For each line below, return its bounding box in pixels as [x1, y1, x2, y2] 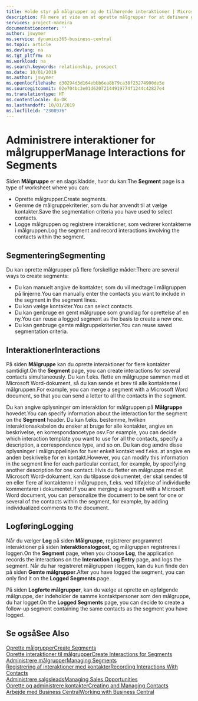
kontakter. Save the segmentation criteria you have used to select [14, 208, 173, 215]
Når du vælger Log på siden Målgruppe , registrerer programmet [6, 537, 163, 544]
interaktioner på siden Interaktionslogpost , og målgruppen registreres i [6, 543, 180, 550]
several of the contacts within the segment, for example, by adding [6, 498, 169, 505]
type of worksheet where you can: [6, 184, 90, 191]
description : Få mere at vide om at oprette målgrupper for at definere [6, 14, 189, 20]
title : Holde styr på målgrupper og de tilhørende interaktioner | [6, 8, 176, 15]
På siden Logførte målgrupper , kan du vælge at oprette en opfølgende [6, 586, 179, 593]
